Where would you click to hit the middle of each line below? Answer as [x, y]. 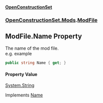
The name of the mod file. [32, 48]
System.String [20, 85]
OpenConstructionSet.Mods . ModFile [51, 20]
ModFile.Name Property [43, 36]
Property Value [21, 74]
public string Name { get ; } [36, 63]
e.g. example [19, 54]
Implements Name [24, 95]
